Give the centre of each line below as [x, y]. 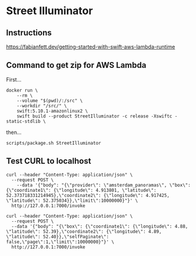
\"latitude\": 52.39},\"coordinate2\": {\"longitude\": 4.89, [84, 231]
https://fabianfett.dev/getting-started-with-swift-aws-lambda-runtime [91, 47]
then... [14, 132]
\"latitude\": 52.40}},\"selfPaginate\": [58, 237]
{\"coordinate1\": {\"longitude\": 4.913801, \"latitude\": [82, 190]
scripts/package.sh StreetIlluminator [54, 143]
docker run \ [22, 90]
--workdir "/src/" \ [42, 106]
